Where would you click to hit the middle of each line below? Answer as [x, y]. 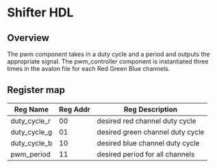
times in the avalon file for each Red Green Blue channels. [89, 69]
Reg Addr [75, 109]
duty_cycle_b [31, 143]
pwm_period [31, 154]
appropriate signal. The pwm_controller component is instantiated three [108, 61]
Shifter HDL [40, 13]
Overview [28, 38]
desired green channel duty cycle [151, 132]
